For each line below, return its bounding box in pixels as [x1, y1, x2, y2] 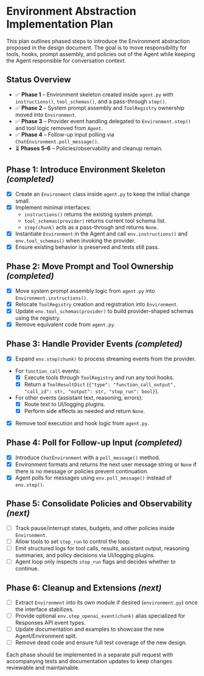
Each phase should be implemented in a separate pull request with [6, 651, 174, 658]
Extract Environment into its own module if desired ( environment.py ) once [15, 599, 198, 606]
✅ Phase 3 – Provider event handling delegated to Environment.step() [15, 117, 191, 124]
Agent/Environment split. [15, 633, 78, 640]
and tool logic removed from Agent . [15, 124, 104, 132]
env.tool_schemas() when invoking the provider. [15, 237, 136, 244]
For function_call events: [15, 367, 80, 375]
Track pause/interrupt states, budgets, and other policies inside [15, 524, 175, 531]
